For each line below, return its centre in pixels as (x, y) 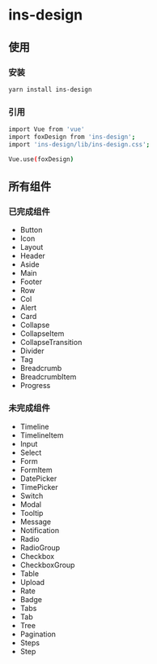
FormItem (36, 470)
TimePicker (39, 487)
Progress (35, 386)
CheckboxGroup (47, 565)
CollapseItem (42, 334)
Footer (31, 282)
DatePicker (38, 478)
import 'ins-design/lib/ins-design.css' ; (79, 144)
